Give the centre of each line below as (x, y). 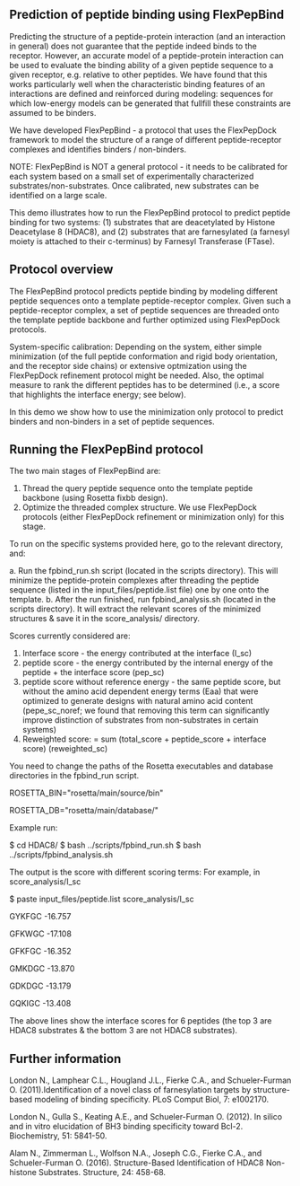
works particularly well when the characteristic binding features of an (137, 83)
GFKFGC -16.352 (40, 952)
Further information (65, 1059)
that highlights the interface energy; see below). (98, 394)
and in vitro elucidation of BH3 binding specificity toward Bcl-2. (126, 1127)
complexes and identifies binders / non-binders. (98, 149)
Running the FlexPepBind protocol (107, 449)
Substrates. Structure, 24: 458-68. (103, 1173)
